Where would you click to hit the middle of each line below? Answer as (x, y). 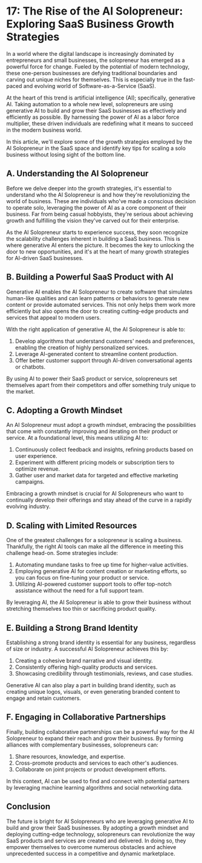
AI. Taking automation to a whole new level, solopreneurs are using (90, 104)
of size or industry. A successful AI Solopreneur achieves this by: (87, 649)
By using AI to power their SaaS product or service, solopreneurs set (92, 378)
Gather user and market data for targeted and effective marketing (96, 475)
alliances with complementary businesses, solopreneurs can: (82, 745)
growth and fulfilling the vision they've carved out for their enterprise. (93, 220)
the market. (21, 391)
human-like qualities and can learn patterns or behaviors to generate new (98, 298)
